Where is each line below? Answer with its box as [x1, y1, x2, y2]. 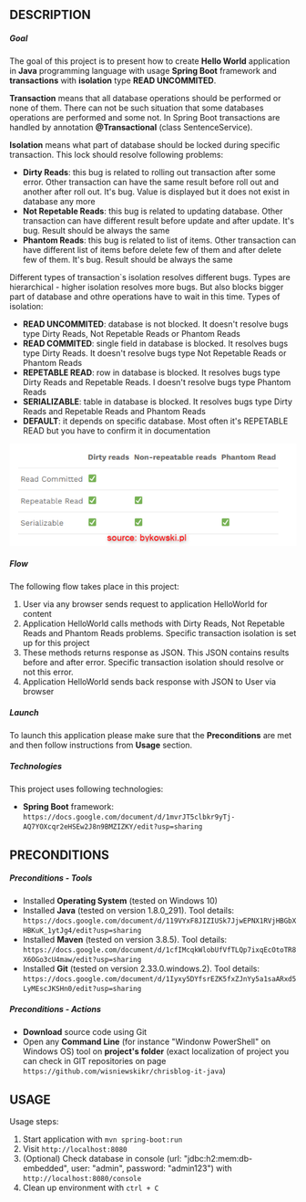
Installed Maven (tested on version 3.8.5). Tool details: [22, 935, 228, 946]
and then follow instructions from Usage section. [9, 739, 193, 751]
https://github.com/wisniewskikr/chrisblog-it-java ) [22, 1065, 226, 1076]
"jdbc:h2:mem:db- [183, 1154, 253, 1165]
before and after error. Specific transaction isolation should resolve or [22, 657, 284, 668]
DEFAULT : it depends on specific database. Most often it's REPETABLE [22, 415, 289, 427]
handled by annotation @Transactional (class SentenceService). [9, 122, 253, 133]
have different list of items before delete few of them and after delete [22, 245, 282, 256]
